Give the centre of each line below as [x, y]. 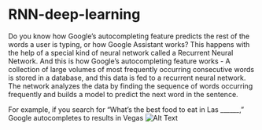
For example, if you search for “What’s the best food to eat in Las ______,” [126, 109]
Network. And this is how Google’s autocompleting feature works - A [119, 61]
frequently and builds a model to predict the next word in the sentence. [123, 94]
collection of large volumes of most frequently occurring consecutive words [131, 69]
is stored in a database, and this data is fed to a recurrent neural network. [127, 78]
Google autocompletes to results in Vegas [76, 117]
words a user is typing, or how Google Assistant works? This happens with [129, 44]
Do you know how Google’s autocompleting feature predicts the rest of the [129, 36]
